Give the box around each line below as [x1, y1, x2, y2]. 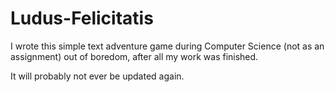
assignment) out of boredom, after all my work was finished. [10, 50, 259, 62]
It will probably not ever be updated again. [10, 70, 185, 82]
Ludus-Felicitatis [10, 7, 154, 30]
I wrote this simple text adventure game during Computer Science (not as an [10, 40, 325, 52]
